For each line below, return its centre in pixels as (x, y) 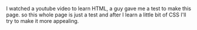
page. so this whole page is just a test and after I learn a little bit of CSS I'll (96, 15)
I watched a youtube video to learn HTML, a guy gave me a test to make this (99, 9)
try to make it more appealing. (42, 21)
